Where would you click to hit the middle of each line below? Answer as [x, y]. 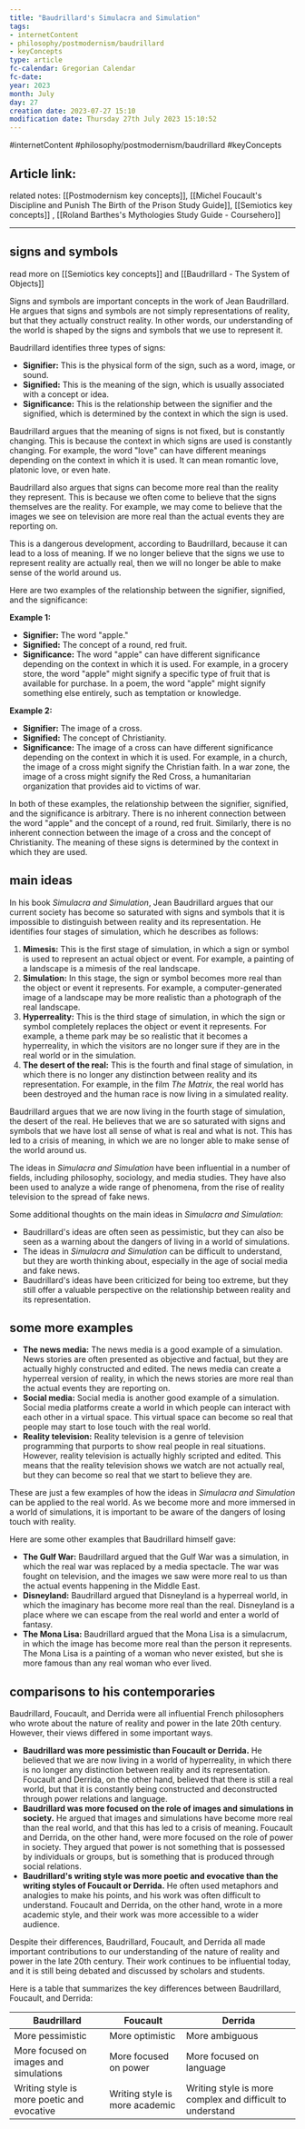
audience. [41, 1925]
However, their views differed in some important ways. [111, 1733]
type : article [36, 60]
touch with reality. [43, 1522]
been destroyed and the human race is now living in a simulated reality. [155, 1094]
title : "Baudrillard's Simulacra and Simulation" [105, 18]
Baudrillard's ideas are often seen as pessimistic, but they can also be [153, 1231]
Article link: [43, 174]
